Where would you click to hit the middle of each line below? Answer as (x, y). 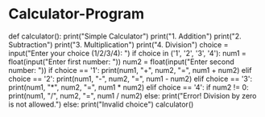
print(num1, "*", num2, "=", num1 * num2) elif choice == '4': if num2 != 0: (128, 87)
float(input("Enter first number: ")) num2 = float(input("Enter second (122, 62)
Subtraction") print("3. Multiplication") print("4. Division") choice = (118, 44)
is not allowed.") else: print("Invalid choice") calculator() (101, 104)
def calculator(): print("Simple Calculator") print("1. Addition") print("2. (125, 36)
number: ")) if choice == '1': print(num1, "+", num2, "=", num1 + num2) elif (130, 70)
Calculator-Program (77, 14)
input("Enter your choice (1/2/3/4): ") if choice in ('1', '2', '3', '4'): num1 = (128, 53)
